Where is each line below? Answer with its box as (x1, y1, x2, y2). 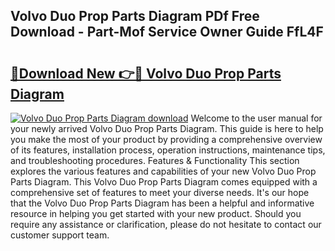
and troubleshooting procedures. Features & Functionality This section (10, 155, 300, 166)
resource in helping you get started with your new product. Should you (10, 208, 302, 219)
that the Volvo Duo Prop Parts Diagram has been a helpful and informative (10, 197, 315, 209)
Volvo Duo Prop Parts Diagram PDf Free (10, 8, 260, 25)
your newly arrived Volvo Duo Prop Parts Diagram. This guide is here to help (10, 123, 324, 134)
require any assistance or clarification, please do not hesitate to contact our (10, 219, 322, 230)
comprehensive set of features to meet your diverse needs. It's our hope (10, 187, 310, 198)
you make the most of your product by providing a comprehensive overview (10, 134, 323, 145)
